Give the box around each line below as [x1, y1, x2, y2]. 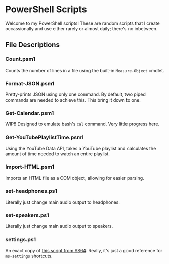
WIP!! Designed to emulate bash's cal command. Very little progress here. [5, 121, 160, 127]
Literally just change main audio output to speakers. [5, 223, 113, 229]
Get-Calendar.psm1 [5, 109, 54, 116]
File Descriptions [5, 41, 60, 49]
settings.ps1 [5, 236, 36, 243]
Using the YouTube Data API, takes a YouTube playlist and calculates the [5, 145, 156, 151]
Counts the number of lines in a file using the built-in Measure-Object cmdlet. [5, 67, 164, 73]
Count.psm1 [5, 56, 35, 63]
